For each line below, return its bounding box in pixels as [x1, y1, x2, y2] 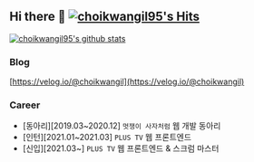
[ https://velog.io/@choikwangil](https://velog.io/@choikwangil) [9, 76, 245, 87]
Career [9, 99, 41, 111]
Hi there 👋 [9, 9, 66, 24]
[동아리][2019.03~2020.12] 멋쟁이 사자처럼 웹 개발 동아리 [22, 120, 221, 131]
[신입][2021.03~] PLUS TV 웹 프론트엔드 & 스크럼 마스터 [22, 143, 220, 154]
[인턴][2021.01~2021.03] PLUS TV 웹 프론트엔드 [22, 132, 192, 143]
